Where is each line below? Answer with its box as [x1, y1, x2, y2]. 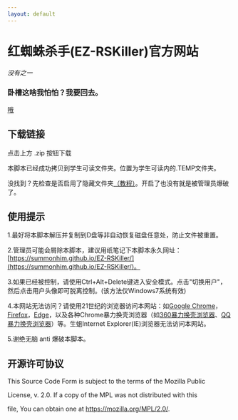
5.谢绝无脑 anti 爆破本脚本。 [7, 334, 90, 343]
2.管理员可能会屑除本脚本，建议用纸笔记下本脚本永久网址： [7, 246, 182, 255]
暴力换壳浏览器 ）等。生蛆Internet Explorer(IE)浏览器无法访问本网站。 [7, 319, 210, 328]
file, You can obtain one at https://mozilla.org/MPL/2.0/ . [7, 404, 170, 414]
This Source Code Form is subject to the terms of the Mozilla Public [7, 377, 205, 386]
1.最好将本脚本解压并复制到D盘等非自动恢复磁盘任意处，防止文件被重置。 [7, 231, 222, 240]
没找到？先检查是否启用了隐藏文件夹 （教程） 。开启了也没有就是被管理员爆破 [7, 179, 229, 188]
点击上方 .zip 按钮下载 [7, 148, 72, 157]
